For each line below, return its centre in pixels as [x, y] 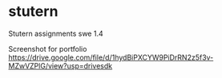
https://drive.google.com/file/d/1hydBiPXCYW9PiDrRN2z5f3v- [111, 57]
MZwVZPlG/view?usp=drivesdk [61, 65]
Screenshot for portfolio [48, 49]
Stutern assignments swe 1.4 [56, 33]
